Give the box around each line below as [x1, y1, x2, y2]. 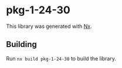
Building [6, 40, 37, 49]
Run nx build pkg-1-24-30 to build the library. [6, 55, 116, 62]
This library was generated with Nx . [6, 23, 92, 30]
